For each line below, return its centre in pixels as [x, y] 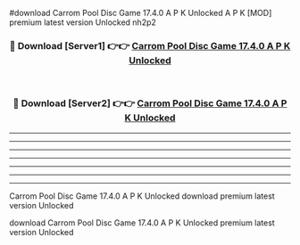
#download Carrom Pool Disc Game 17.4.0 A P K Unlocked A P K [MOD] [141, 13]
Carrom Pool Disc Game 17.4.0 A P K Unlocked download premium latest [142, 196]
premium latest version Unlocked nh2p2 [83, 22]
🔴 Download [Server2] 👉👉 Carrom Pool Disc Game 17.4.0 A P [150, 103]
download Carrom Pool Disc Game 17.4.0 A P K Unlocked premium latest [142, 223]
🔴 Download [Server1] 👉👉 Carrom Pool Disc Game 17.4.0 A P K [150, 45]
